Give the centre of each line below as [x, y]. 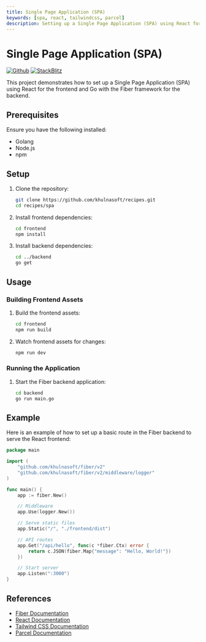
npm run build [33, 330]
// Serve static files [46, 523]
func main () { [25, 489]
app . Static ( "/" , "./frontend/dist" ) [64, 529]
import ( [17, 461]
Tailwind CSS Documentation [52, 626]
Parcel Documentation [43, 633]
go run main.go [35, 399]
